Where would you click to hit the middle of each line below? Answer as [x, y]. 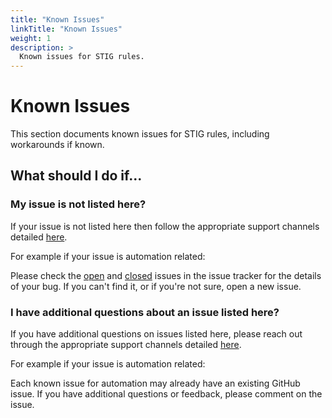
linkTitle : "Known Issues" [66, 29]
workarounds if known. [57, 145]
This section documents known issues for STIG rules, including [140, 134]
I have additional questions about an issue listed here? [145, 312]
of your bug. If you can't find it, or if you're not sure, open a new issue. [156, 286]
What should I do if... [76, 176]
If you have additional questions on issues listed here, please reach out [156, 334]
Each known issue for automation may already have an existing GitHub [155, 383]
